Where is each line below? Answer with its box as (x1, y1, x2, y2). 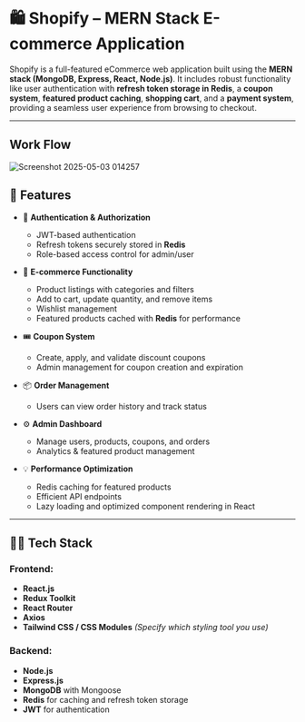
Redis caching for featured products (35, 481, 172, 492)
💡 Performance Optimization (22, 463, 133, 474)
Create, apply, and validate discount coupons (35, 351, 206, 362)
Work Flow (9, 137, 72, 153)
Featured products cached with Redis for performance (35, 312, 241, 323)
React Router (22, 602, 74, 614)
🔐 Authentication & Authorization (22, 212, 152, 223)
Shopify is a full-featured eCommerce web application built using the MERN (9, 64, 293, 74)
